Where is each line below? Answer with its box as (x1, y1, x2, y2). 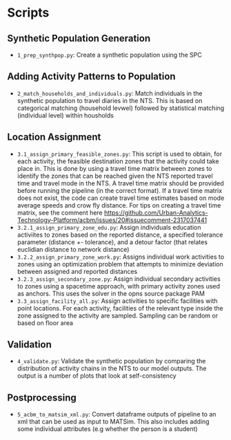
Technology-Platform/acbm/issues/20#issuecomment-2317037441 (17, 216, 208, 224)
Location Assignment (7, 131, 101, 143)
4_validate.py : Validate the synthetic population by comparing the (17, 357, 206, 365)
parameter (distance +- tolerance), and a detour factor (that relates (17, 237, 208, 246)
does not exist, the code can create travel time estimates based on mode (17, 194, 225, 202)
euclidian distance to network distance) (17, 245, 130, 253)
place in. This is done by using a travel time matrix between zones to (17, 164, 212, 172)
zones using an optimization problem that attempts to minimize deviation (17, 259, 223, 268)
